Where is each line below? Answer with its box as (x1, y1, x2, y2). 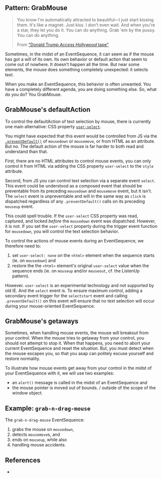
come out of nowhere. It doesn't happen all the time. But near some (5, 61, 140, 67)
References (5, 456, 41, 464)
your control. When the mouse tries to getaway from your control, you (5, 335, 144, 341)
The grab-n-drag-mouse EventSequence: (5, 417, 85, 423)
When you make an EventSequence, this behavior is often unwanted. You (5, 81, 151, 87)
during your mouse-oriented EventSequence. (5, 303, 95, 309)
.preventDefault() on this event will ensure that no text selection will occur (5, 298, 155, 304)
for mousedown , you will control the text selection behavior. (5, 228, 119, 234)
